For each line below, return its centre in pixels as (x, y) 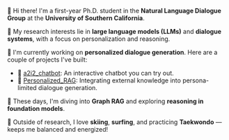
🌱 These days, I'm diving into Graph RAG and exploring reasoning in (105, 101)
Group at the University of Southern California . (76, 18)
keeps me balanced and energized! (58, 129)
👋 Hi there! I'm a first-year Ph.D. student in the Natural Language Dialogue (114, 11)
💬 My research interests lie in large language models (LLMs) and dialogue (114, 32)
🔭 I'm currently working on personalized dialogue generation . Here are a (112, 52)
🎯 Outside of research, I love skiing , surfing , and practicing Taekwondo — (114, 122)
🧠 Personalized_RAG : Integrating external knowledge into (99, 80)
